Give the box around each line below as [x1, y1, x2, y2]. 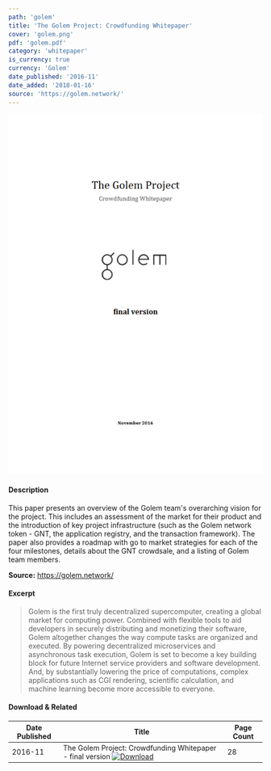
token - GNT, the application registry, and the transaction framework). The [8, 529, 256, 538]
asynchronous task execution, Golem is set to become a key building [27, 649, 256, 659]
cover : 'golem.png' [8, 30, 74, 38]
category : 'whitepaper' [8, 47, 89, 56]
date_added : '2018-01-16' [8, 81, 95, 89]
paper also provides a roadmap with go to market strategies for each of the [8, 537, 258, 547]
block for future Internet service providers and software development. [27, 658, 261, 668]
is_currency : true [8, 56, 70, 64]
